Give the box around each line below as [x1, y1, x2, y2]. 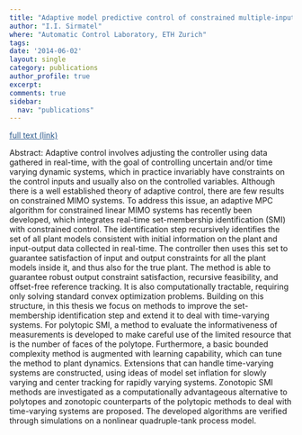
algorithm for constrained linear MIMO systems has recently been [9, 204, 253, 216]
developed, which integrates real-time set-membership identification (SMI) [9, 214, 286, 225]
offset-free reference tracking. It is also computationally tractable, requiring [9, 281, 289, 293]
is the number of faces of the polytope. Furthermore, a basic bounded [9, 339, 269, 349]
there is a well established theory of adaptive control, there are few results [9, 186, 285, 196]
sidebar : [9, 96, 42, 106]
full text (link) [9, 130, 58, 140]
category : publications [9, 64, 99, 73]
